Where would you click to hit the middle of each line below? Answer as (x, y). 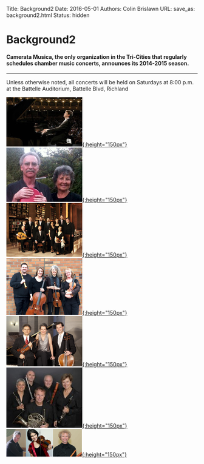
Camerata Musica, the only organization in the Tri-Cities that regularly (97, 56)
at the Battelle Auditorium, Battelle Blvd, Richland (67, 89)
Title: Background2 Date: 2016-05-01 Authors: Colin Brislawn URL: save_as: (101, 9)
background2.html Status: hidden (48, 15)
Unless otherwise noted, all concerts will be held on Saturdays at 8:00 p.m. (100, 82)
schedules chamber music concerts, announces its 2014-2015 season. (98, 63)
